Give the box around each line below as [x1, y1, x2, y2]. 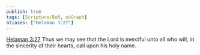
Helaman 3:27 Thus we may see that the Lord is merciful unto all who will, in [6, 36, 195, 43]
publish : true [6, 8, 42, 15]
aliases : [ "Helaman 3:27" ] [6, 20, 74, 25]
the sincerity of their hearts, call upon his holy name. [6, 42, 137, 49]
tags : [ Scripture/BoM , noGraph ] [6, 14, 87, 20]
